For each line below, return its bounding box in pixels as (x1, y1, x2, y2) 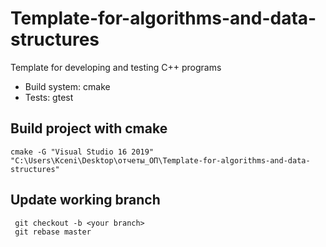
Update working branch (10, 192, 161, 209)
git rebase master (14, 227, 92, 237)
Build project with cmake (10, 120, 168, 137)
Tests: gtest (24, 91, 74, 103)
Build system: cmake (24, 80, 111, 92)
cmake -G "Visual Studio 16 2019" (10, 147, 155, 157)
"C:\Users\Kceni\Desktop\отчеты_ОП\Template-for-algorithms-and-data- (10, 155, 311, 166)
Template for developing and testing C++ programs (10, 61, 222, 73)
